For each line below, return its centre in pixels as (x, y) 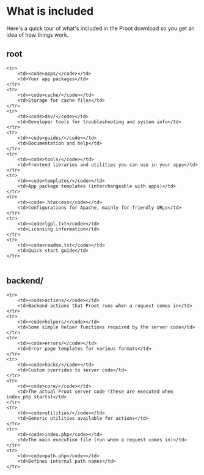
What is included (50, 11)
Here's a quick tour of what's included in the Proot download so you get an (100, 28)
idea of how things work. (38, 34)
